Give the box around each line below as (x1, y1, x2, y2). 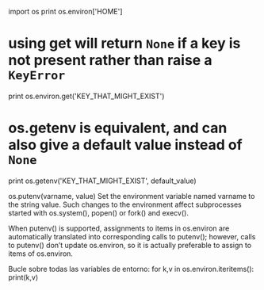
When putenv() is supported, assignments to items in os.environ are (8, 223, 230, 233)
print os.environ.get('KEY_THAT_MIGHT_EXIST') (8, 91, 165, 101)
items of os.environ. (8, 249, 74, 258)
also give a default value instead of (8, 136, 243, 154)
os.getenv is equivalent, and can (8, 119, 228, 137)
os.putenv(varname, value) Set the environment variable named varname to (8, 191, 255, 200)
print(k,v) (8, 273, 39, 282)
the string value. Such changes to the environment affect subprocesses (8, 200, 242, 209)
